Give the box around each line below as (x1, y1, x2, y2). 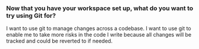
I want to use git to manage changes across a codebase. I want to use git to (6, 25, 191, 32)
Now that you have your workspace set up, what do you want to (6, 4, 194, 12)
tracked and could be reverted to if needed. (6, 37, 113, 45)
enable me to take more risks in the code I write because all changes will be (6, 31, 192, 38)
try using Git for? (6, 11, 56, 19)
